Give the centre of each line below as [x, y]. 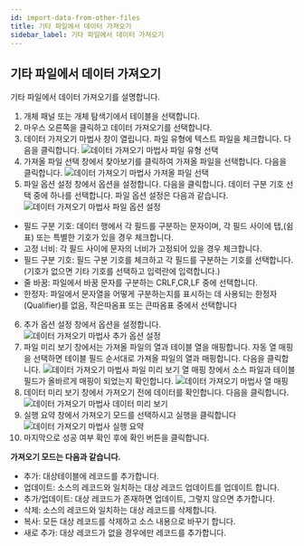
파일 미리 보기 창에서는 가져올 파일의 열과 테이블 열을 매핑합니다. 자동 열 [150, 347]
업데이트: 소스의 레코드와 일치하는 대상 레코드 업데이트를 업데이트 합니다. [151, 488]
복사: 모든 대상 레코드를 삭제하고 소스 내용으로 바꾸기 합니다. [129, 522]
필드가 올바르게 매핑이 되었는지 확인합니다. [99, 381]
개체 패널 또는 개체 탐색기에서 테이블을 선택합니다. [111, 116]
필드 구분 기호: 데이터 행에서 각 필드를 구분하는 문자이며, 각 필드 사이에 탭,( [155, 226]
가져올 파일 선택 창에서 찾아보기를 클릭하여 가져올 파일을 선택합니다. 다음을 [155, 162]
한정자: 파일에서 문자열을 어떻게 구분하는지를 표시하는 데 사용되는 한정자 [150, 294]
